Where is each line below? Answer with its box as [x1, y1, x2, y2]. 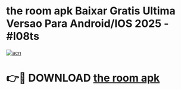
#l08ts [6, 30, 40, 43]
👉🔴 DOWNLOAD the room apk [6, 72, 160, 85]
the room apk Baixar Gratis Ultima [6, 4, 176, 18]
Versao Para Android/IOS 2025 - [6, 17, 169, 30]
